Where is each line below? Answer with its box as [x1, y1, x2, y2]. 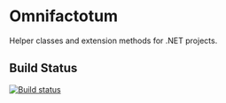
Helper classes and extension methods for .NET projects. [9, 35, 218, 46]
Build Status [9, 61, 78, 76]
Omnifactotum [9, 6, 118, 26]
